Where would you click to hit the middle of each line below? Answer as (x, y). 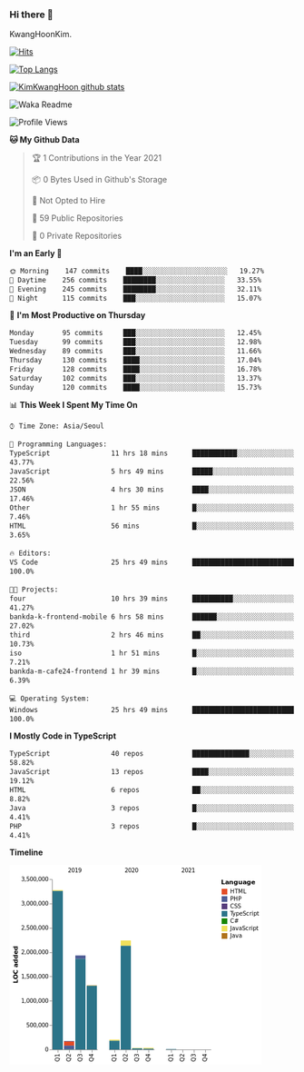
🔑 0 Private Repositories (77, 236)
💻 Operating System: (50, 699)
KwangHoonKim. (41, 35)
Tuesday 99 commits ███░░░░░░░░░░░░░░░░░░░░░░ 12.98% (135, 342)
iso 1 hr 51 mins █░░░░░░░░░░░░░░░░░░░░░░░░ (152, 653)
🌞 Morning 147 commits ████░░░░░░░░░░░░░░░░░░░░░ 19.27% (137, 272)
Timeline (26, 852)
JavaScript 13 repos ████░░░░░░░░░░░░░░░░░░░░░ (152, 772)
